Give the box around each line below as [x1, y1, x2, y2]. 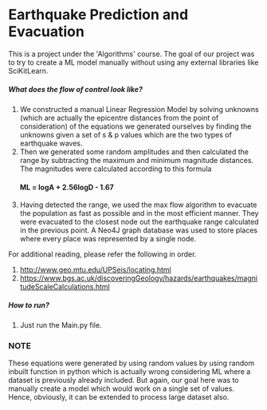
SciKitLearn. [8, 66, 49, 75]
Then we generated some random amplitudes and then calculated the [19, 146, 249, 157]
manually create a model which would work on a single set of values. [8, 384, 235, 393]
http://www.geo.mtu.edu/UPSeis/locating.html [19, 265, 171, 275]
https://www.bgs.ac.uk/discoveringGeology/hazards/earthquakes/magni [19, 273, 257, 283]
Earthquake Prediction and [8, 6, 189, 24]
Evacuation [8, 22, 85, 41]
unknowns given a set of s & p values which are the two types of [19, 129, 233, 139]
